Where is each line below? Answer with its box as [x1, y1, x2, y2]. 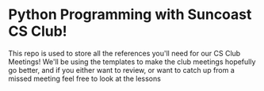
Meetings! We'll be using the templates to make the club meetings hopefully [8, 57, 256, 66]
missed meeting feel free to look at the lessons [8, 74, 161, 83]
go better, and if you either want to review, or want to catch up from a [8, 65, 235, 74]
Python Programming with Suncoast [8, 6, 252, 24]
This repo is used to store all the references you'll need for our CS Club [8, 48, 241, 58]
